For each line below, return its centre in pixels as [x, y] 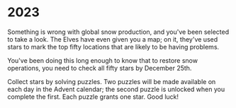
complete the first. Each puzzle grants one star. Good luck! [93, 97]
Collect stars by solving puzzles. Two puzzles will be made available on [112, 81]
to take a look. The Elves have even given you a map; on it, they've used [113, 39]
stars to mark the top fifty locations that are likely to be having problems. [113, 47]
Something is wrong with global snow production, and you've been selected [118, 32]
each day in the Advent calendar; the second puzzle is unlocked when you [116, 89]
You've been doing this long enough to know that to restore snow [103, 60]
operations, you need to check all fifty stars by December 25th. [100, 68]
